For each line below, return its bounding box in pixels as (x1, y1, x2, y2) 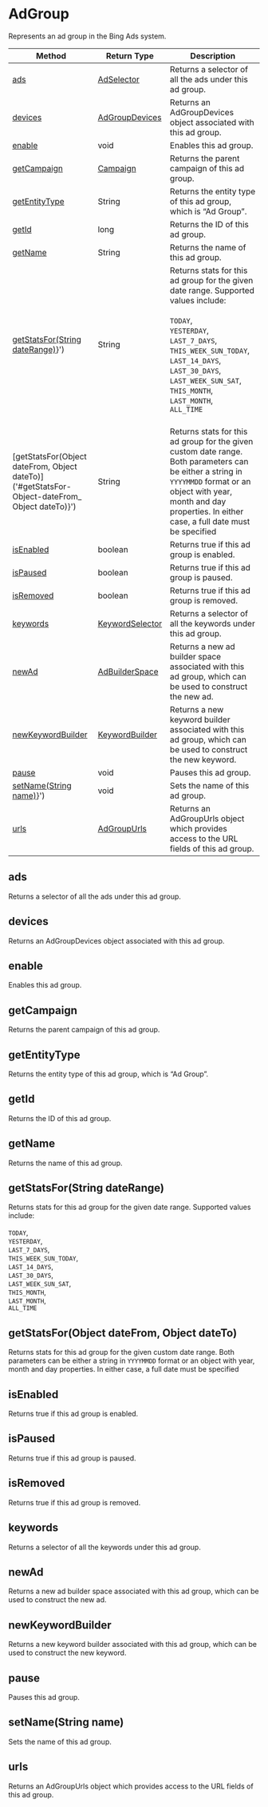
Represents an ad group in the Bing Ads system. (8, 31, 167, 41)
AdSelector (97, 74, 140, 85)
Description (190, 50, 236, 61)
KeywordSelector (97, 618, 163, 629)
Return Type (106, 50, 154, 61)
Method (35, 50, 66, 61)
